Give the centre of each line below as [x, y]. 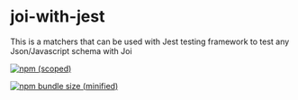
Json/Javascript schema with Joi [72, 50]
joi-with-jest [58, 17]
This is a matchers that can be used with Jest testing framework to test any [150, 41]
